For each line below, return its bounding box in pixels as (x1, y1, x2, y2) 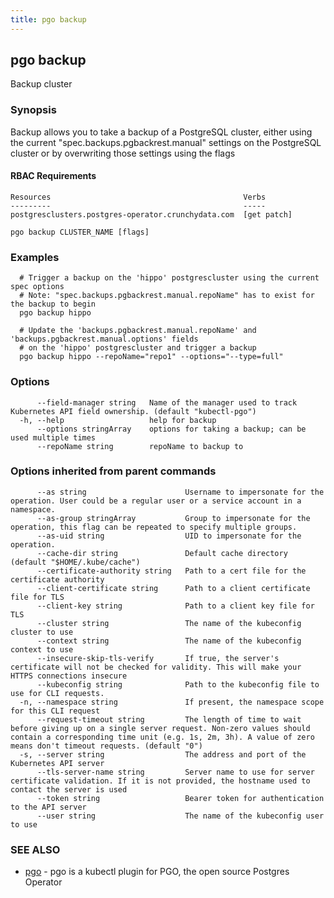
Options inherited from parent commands (10, 464, 217, 478)
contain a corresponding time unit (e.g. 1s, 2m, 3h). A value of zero (10, 732, 315, 742)
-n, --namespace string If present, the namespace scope (19, 697, 325, 707)
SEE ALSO (10, 842, 61, 856)
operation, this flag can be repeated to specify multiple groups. (10, 522, 298, 532)
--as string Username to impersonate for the (36, 487, 325, 497)
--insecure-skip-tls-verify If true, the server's (36, 653, 280, 663)
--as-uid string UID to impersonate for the (36, 531, 302, 541)
